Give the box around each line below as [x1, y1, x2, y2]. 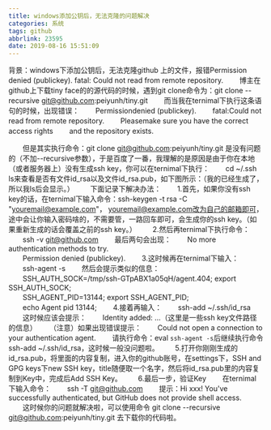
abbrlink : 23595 [8, 34, 63, 43]
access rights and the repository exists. [8, 127, 154, 136]
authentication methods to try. [8, 244, 109, 254]
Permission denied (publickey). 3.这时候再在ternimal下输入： [22, 253, 239, 264]
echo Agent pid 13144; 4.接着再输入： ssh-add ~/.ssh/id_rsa [22, 303, 251, 312]
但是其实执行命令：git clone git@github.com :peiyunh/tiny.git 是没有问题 [22, 144, 261, 153]
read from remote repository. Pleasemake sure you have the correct [8, 116, 249, 126]
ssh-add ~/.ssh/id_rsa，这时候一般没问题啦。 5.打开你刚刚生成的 [8, 343, 239, 353]
